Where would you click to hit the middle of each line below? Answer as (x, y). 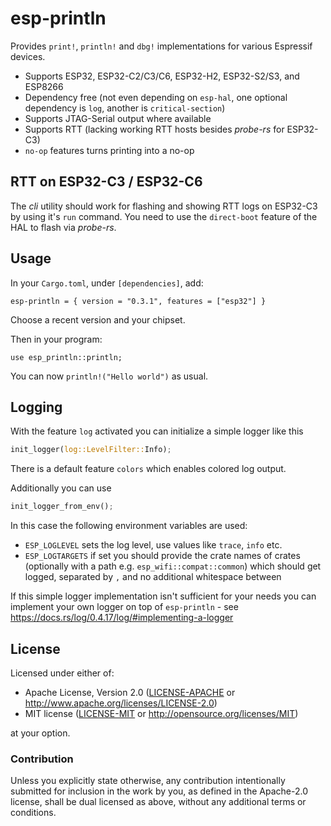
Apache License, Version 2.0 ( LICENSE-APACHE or (130, 692)
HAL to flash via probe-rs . (63, 227)
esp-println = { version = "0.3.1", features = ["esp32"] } (138, 301)
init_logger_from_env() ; (62, 507)
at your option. (40, 733)
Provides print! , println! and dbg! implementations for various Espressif (161, 46)
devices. (28, 56)
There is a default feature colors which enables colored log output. (148, 469)
